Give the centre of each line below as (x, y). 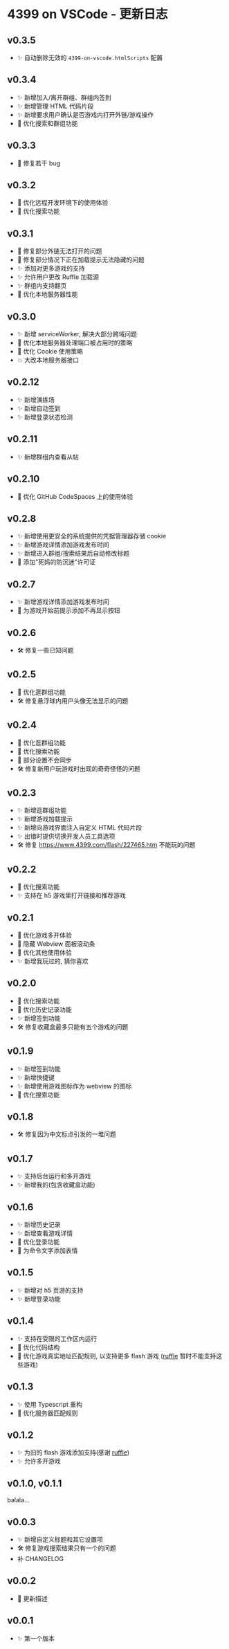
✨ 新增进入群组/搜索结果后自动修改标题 (73, 554)
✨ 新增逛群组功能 (42, 810)
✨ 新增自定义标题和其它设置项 (60, 1539)
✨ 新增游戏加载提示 (45, 819)
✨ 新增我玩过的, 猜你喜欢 (53, 961)
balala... (18, 1500)
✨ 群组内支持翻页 (42, 286)
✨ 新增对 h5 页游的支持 (50, 1290)
